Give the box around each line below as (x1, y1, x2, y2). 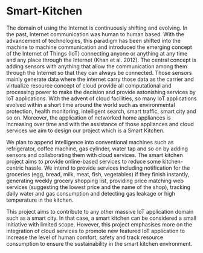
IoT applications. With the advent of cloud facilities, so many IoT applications (6, 95, 197, 102)
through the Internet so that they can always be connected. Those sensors (6, 69, 192, 76)
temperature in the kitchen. (6, 196, 74, 203)
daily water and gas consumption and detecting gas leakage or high (6, 190, 175, 197)
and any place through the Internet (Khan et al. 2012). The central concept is (6, 56, 196, 63)
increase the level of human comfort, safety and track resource (6, 234, 164, 241)
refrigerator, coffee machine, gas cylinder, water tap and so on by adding (6, 145, 188, 152)
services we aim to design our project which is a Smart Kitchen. (6, 127, 165, 134)
